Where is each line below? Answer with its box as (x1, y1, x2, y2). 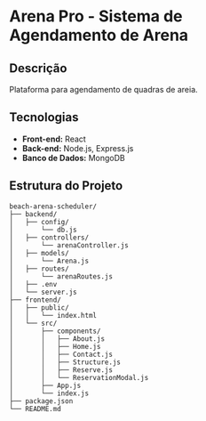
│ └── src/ (9, 319, 58, 328)
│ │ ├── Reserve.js (9, 365, 114, 375)
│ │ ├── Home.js (9, 342, 101, 351)
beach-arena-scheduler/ (9, 202, 98, 211)
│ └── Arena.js (9, 256, 90, 265)
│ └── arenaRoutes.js (9, 271, 114, 281)
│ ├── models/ (9, 248, 69, 257)
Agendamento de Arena (9, 25, 189, 45)
